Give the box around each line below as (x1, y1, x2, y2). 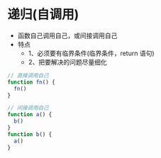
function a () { (7, 111, 52, 118)
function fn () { (7, 79, 55, 86)
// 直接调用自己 (7, 72, 49, 79)
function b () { (7, 130, 52, 138)
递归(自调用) (7, 6, 79, 23)
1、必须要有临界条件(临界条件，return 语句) (28, 49, 155, 57)
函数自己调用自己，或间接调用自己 (17, 31, 118, 40)
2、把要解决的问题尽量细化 (28, 57, 108, 66)
